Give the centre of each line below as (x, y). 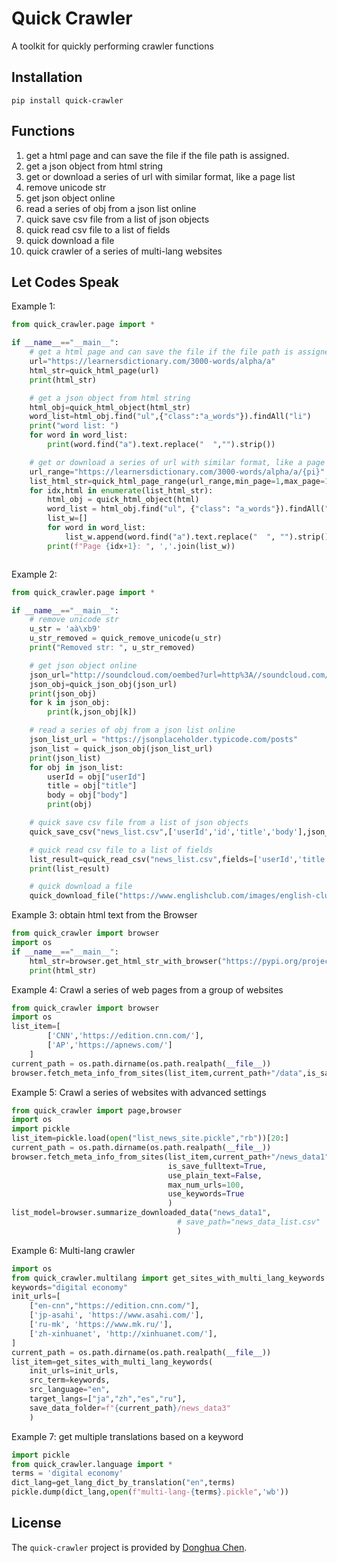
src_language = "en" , (70, 1390)
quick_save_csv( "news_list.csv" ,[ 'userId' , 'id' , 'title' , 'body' (164, 832)
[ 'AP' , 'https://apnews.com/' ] (110, 1045)
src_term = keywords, (70, 1380)
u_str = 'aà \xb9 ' (65, 629)
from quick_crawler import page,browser (97, 1110)
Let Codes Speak (65, 282)
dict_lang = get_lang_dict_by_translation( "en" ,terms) (123, 1483)
